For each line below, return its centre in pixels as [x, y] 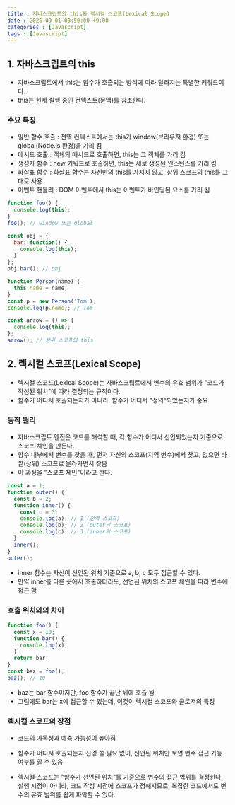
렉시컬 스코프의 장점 [39, 721]
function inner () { [42, 505]
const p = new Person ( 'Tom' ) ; [52, 301]
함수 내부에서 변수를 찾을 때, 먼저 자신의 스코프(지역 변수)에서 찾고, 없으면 [119, 455]
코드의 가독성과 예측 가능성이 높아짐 [67, 738]
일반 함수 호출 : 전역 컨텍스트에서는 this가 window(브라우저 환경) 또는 [113, 137]
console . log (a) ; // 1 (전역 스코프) [70, 519]
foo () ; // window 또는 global [50, 223]
